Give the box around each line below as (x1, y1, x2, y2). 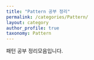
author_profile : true (6, 25, 60, 31)
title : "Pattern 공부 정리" (6, 8, 70, 15)
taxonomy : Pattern (6, 31, 51, 36)
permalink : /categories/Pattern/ (6, 14, 89, 20)
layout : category (6, 19, 49, 25)
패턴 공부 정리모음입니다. (6, 48, 63, 55)
